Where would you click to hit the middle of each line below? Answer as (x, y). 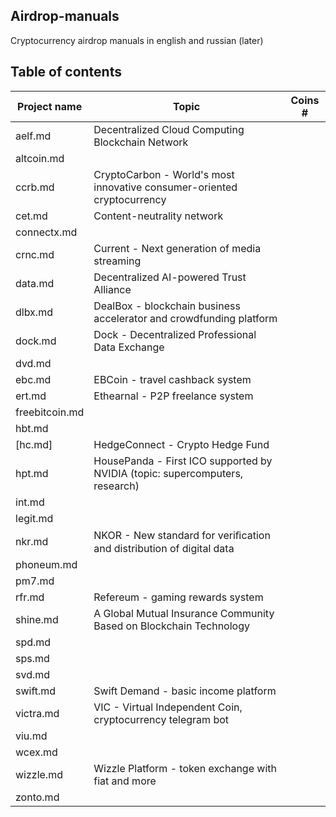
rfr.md (30, 597)
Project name (50, 106)
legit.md (34, 518)
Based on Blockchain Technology (171, 626)
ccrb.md (35, 187)
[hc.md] (34, 444)
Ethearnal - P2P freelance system (173, 396)
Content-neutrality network (158, 216)
